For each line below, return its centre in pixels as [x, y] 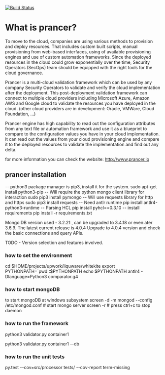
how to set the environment [39, 255]
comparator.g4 [63, 277]
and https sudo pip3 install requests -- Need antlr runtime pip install [74, 202]
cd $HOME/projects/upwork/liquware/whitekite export [60, 266]
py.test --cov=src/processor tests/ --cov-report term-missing [67, 367]
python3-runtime [22, 208]
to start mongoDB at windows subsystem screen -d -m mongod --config [79, 300]
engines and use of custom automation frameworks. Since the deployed [78, 57]
